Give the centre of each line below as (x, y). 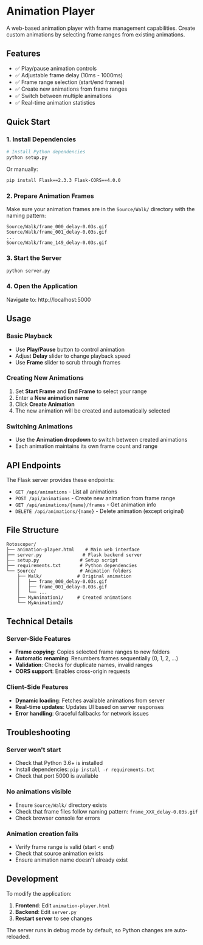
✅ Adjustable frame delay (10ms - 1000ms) (69, 75)
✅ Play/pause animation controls (56, 68)
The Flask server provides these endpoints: (61, 479)
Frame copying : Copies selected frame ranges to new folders (92, 652)
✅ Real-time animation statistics (55, 102)
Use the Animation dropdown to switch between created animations (101, 440)
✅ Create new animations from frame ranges (71, 89)
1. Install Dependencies (41, 139)
